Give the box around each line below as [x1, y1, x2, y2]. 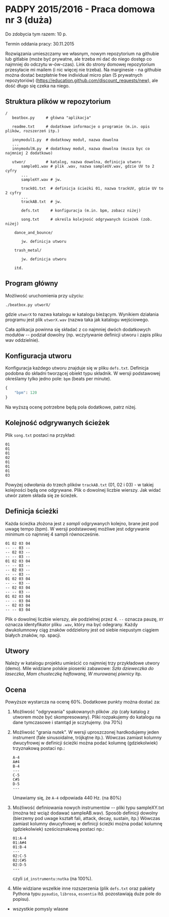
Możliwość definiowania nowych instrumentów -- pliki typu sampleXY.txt [12, 804, 164, 811]
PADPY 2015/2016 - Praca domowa [5, 4, 155, 15]
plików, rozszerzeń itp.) [5, 128, 60, 133]
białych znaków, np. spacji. [5, 632, 62, 638]
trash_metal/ [14, 247, 42, 253]
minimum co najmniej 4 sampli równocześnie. [5, 531, 100, 537]
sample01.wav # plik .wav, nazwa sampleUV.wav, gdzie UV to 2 [21, 164, 155, 169]
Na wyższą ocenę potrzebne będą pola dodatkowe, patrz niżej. [5, 404, 137, 410]
